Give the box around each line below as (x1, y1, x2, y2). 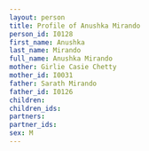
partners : (9, 112, 46, 121)
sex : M (9, 129, 34, 138)
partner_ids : (9, 121, 58, 130)
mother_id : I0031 (9, 71, 74, 80)
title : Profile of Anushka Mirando (9, 21, 141, 30)
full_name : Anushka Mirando (9, 54, 114, 63)
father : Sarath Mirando (9, 79, 98, 88)
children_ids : (9, 104, 62, 113)
